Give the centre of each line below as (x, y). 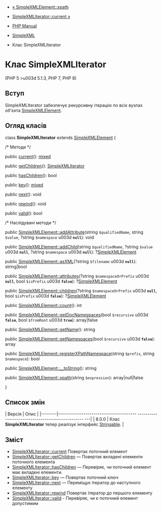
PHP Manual (25, 26)
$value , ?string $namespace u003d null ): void (49, 237)
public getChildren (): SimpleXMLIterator (45, 166)
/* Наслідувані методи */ (31, 223)
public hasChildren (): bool (31, 175)
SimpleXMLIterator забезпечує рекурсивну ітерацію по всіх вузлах (74, 105)
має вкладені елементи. (37, 472)
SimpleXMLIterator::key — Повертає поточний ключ (65, 477)
